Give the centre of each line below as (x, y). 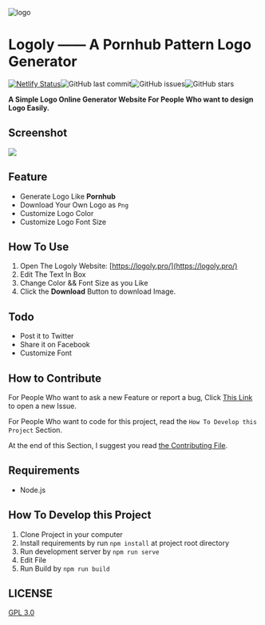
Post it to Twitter (47, 336)
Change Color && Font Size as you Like (84, 283)
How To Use (39, 247)
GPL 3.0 (22, 613)
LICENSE (31, 593)
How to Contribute (55, 378)
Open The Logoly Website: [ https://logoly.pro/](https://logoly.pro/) (129, 266)
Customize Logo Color (57, 213)
